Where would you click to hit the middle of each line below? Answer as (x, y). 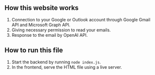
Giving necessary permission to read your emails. (61, 30)
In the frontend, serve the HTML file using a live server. (67, 67)
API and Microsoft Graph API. (41, 25)
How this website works (42, 8)
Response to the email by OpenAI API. (50, 35)
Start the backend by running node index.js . (56, 62)
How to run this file (34, 50)
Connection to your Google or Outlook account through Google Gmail (81, 19)
